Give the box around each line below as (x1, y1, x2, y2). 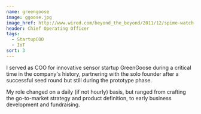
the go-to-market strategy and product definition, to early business (6, 94, 172, 101)
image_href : (6, 20, 36, 26)
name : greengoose (6, 8, 50, 15)
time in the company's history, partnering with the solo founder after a (6, 70, 179, 78)
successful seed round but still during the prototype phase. (6, 76, 153, 84)
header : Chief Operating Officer (6, 25, 90, 32)
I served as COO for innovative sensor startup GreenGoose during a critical (6, 64, 191, 71)
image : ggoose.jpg (6, 14, 52, 20)
